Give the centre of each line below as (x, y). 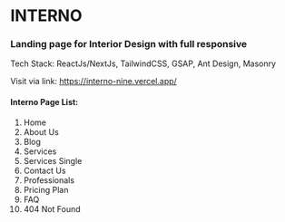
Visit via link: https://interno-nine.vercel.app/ (94, 82)
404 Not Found (52, 208)
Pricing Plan (46, 189)
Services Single (53, 160)
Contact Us (44, 170)
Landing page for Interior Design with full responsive (129, 44)
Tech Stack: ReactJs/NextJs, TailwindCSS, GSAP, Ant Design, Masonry (143, 63)
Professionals (49, 180)
